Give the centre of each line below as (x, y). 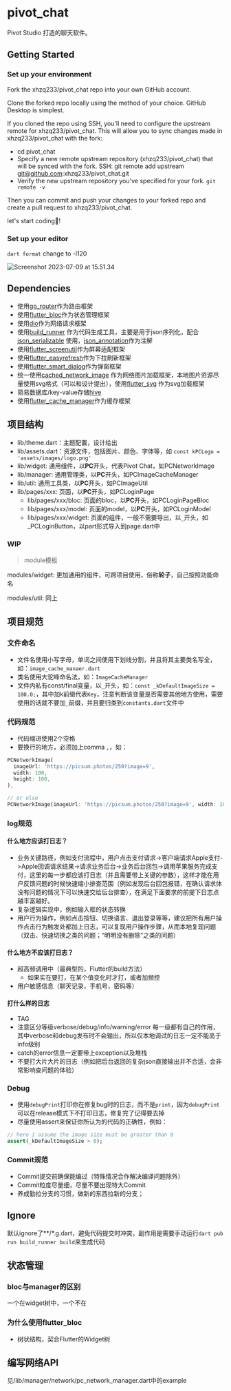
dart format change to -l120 (47, 254)
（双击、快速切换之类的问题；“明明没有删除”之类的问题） (98, 936)
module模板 (41, 560)
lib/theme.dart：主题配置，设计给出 (67, 442)
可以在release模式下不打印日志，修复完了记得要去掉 (91, 1113)
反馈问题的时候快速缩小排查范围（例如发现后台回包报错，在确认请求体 (122, 884)
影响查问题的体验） (50, 1070)
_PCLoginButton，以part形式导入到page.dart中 (93, 526)
